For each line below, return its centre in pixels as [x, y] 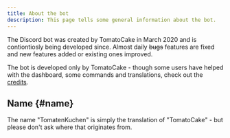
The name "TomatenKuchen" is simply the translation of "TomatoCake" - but [115, 120]
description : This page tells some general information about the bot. [112, 20]
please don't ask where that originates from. [70, 127]
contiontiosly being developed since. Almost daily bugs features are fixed [111, 47]
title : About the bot [38, 13]
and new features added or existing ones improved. [80, 54]
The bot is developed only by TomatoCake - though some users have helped [115, 67]
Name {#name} [41, 103]
